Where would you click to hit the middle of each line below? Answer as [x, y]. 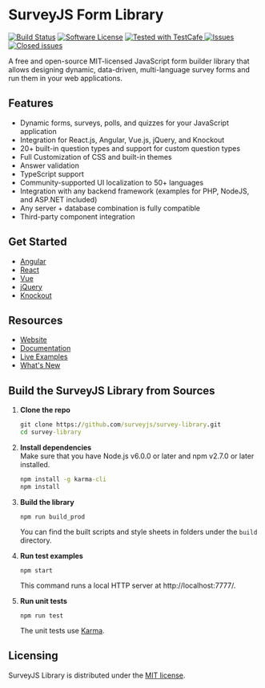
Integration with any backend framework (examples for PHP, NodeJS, [135, 191]
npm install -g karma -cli [63, 479]
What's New [40, 365]
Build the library [47, 502]
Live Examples [44, 357]
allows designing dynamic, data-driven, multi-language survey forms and [129, 69]
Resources [36, 320]
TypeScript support [52, 173]
